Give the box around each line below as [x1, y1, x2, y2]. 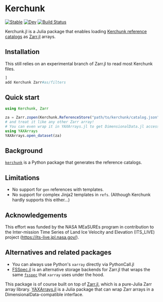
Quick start [5, 93, 40, 101]
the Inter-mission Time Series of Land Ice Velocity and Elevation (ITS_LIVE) [5, 229, 155, 235]
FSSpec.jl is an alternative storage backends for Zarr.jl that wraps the [12, 266, 150, 272]
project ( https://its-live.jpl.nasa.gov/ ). [5, 234, 79, 240]
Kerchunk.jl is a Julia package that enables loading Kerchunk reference [5, 28, 147, 34]
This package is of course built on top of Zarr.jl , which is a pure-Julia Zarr [5, 281, 152, 287]
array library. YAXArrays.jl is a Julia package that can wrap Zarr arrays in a [5, 286, 154, 292]
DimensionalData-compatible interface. [5, 291, 83, 297]
